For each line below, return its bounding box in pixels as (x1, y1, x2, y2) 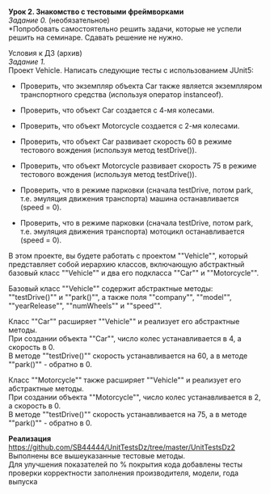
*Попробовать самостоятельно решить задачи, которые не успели (8, 24, 243, 33)
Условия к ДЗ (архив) (8, 49, 82, 57)
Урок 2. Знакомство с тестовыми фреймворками (8, 7, 184, 16)
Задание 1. (8, 57, 46, 66)
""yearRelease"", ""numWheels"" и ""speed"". (8, 301, 162, 310)
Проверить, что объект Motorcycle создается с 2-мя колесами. (19, 121, 240, 130)
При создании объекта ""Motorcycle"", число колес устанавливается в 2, (8, 392, 261, 402)
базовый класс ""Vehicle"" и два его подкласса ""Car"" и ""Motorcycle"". (8, 268, 259, 277)
